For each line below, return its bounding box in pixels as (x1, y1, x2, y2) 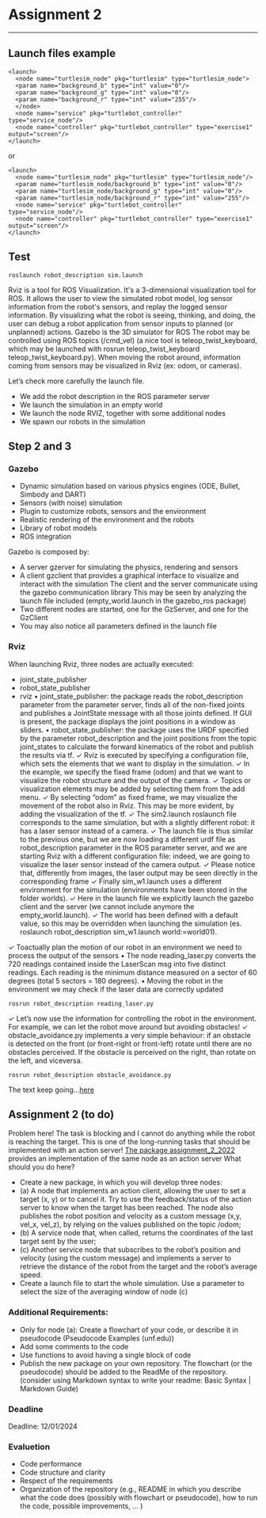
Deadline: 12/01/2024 (8, 1421, 78, 1431)
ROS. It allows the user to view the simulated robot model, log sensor (8, 293, 234, 302)
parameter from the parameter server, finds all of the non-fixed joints (19, 699, 245, 710)
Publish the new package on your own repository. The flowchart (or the (19, 1358, 253, 1368)
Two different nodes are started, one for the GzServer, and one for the (19, 604, 249, 614)
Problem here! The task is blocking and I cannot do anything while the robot (8, 1128, 256, 1138)
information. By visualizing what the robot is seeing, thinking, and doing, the (8, 310, 256, 320)
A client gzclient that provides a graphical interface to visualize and (19, 571, 239, 580)
